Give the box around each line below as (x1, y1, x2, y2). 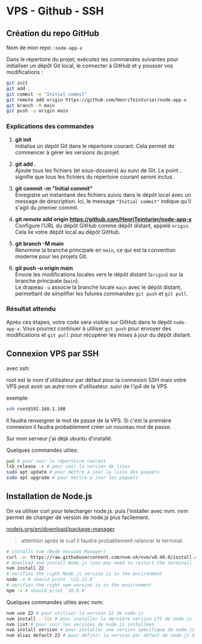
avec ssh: (6, 365, 30, 372)
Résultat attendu (6, 305, 56, 313)
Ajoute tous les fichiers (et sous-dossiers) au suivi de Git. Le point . (14, 166, 183, 174)
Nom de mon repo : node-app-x (6, 44, 83, 51)
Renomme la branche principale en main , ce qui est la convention (14, 246, 176, 254)
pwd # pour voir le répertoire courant (6, 458, 106, 464)
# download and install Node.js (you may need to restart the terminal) (6, 560, 192, 566)
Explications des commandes (6, 122, 94, 130)
